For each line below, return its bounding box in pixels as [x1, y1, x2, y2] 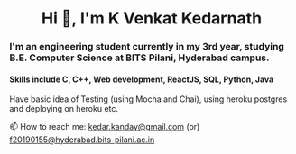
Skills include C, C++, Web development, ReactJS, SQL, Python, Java [9, 74, 274, 85]
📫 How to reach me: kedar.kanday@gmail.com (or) [9, 122, 200, 132]
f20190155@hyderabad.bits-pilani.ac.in [9, 134, 155, 145]
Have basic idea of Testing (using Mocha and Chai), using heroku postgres [9, 94, 288, 104]
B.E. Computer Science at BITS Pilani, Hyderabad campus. [9, 51, 270, 64]
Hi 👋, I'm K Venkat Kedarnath [41, 8, 263, 29]
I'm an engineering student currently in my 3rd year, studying [9, 41, 284, 53]
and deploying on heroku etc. [9, 104, 119, 114]
